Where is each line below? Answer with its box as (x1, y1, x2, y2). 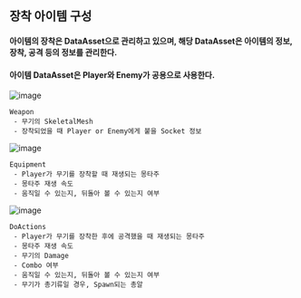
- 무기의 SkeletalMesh (13, 117, 93, 127)
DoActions (9, 223, 47, 232)
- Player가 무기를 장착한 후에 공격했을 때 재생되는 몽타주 (13, 232, 206, 242)
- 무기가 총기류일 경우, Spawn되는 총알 (13, 280, 143, 290)
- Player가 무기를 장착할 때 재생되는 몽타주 (13, 170, 160, 179)
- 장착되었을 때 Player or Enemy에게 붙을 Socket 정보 (13, 127, 202, 136)
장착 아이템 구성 (9, 8, 92, 24)
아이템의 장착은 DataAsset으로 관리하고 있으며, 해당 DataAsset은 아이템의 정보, (9, 35, 293, 46)
